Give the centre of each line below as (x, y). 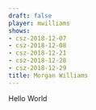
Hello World (28, 98)
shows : (19, 31)
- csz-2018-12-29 (38, 68)
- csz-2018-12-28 (38, 61)
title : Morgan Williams (48, 75)
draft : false (30, 16)
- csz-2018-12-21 (38, 53)
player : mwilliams (39, 23)
